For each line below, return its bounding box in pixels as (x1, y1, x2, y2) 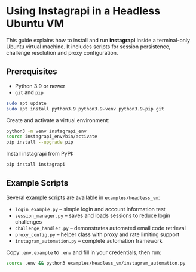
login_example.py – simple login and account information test (14, 205, 166, 212)
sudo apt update (6, 100, 47, 106)
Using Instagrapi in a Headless (6, 4, 160, 18)
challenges (14, 218, 42, 225)
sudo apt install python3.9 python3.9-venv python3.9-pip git (6, 106, 164, 112)
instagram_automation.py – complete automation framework (14, 237, 163, 244)
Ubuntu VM (6, 17, 65, 30)
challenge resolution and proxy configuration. (6, 49, 118, 56)
